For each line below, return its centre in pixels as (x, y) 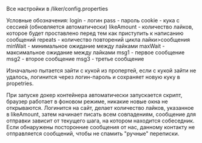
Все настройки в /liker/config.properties (57, 9)
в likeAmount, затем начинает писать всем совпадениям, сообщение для (101, 114)
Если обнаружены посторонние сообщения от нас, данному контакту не (101, 127)
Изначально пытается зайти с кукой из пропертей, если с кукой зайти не (101, 71)
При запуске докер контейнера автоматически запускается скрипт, (94, 95)
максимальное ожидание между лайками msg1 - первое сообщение (96, 52)
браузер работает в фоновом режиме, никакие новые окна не (87, 101)
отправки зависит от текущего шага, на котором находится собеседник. (100, 121)
